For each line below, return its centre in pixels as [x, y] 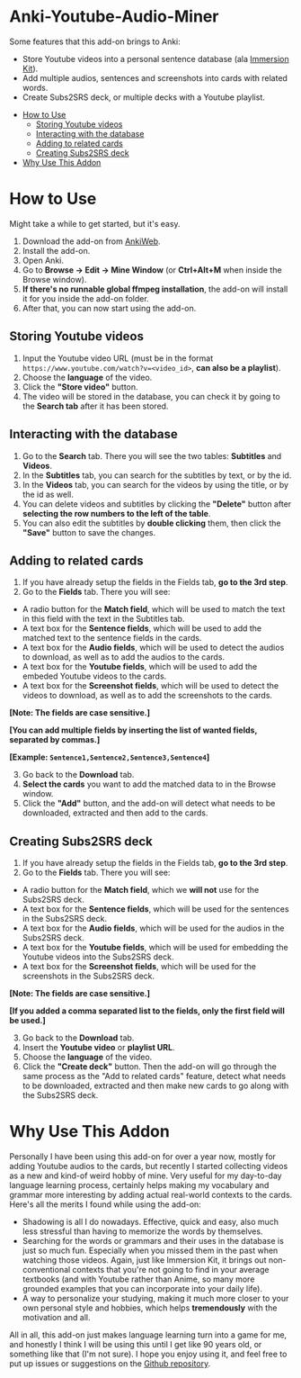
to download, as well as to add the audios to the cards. [124, 657]
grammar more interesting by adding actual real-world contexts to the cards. [151, 1195]
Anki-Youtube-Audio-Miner [114, 17]
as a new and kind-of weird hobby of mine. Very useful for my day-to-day [146, 1175]
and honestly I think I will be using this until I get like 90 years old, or [136, 1345]
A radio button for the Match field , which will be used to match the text [154, 609]
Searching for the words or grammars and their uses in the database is [153, 1241]
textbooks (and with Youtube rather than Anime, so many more [138, 1279]
